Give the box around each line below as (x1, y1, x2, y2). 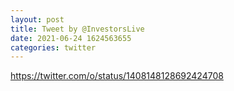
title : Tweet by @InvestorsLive (10, 24, 145, 34)
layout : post (10, 14, 65, 25)
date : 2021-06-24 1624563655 (10, 33, 132, 43)
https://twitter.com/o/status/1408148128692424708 (10, 70, 224, 82)
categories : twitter (10, 42, 97, 53)
